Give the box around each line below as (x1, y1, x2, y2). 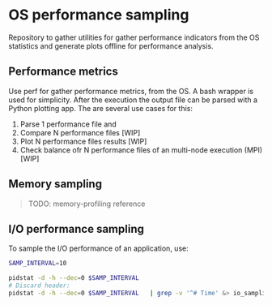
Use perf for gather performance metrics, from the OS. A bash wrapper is (8, 86, 253, 96)
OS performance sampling (8, 6, 189, 24)
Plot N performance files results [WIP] (19, 136, 147, 146)
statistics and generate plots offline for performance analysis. (8, 41, 214, 50)
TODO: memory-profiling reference (28, 199, 146, 208)
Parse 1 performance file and (19, 119, 117, 129)
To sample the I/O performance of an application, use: (8, 243, 189, 253)
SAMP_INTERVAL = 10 (8, 260, 67, 268)
